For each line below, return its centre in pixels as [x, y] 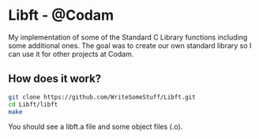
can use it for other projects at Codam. [71, 54]
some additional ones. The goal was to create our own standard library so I [130, 45]
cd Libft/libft [33, 104]
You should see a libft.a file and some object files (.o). [96, 127]
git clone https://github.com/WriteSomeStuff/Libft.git [102, 97]
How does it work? [55, 79]
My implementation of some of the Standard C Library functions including [128, 37]
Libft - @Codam [61, 15]
